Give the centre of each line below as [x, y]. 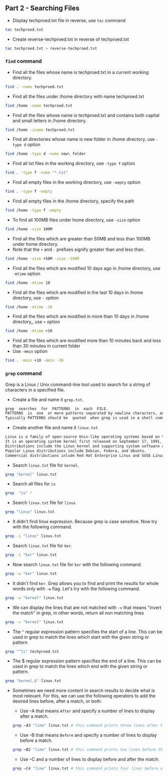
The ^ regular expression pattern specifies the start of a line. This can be [87, 632]
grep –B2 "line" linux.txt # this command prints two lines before [84, 750]
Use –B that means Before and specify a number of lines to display [88, 735]
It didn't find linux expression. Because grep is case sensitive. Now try [85, 522]
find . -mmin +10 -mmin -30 [34, 361]
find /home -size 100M [29, 229]
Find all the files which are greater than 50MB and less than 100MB [81, 239]
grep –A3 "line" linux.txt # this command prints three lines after [85, 726]
